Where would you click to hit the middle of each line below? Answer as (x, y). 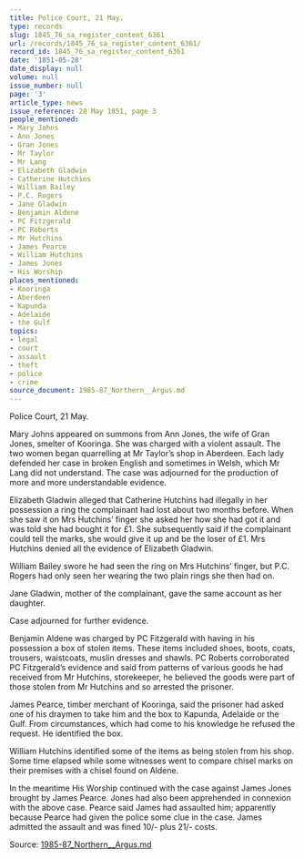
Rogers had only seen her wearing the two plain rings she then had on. (142, 576)
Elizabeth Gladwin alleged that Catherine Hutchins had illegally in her (139, 500)
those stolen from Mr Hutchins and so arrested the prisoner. (122, 687)
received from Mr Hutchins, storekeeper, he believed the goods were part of (152, 677)
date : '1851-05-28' (46, 60)
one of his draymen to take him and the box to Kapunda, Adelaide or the (144, 714)
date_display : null (46, 69)
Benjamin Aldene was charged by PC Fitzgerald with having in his (132, 639)
